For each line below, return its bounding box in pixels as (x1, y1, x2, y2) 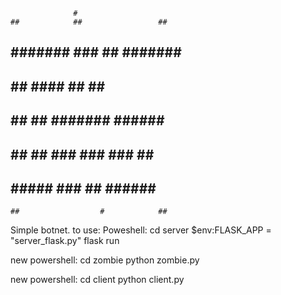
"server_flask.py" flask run (10, 235, 120, 247)
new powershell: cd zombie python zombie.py (10, 254, 200, 266)
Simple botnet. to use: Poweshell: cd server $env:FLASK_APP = (10, 224, 272, 236)
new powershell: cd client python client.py (10, 274, 185, 286)
